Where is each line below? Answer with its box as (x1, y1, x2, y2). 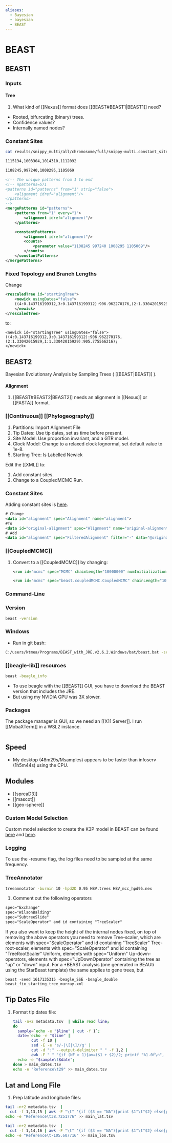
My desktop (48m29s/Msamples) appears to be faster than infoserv (12, 756, 156, 763)
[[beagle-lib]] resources (5, 662, 67, 669)
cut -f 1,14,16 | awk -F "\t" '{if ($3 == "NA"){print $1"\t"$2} (10, 1128, 153, 1133)
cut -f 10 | (31, 1038, 57, 1043)
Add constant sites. (12, 471, 54, 478)
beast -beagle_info (5, 673, 47, 679)
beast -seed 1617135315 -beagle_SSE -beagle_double (5, 977, 118, 982)
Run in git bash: (12, 640, 46, 646)
